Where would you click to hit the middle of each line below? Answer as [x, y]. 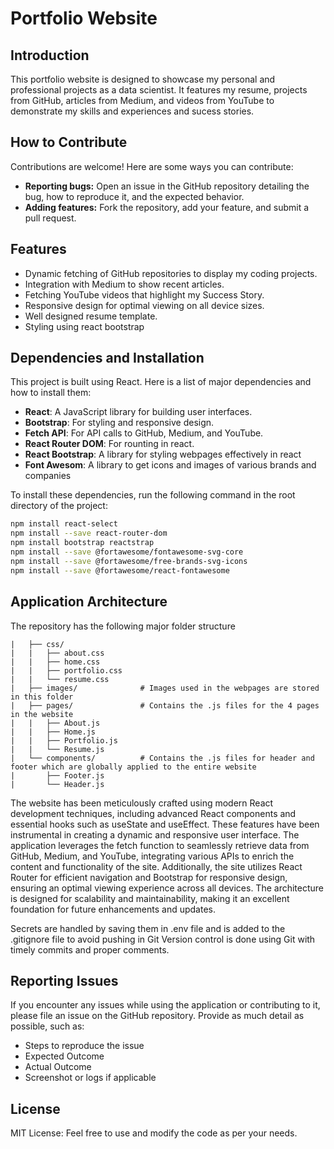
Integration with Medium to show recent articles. [124, 284]
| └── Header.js [57, 784]
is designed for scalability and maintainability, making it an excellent [150, 898]
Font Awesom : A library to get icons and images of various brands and [170, 465]
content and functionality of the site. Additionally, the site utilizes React [156, 866]
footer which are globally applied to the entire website [133, 767]
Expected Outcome [64, 1056]
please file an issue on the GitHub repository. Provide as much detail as [157, 1016]
